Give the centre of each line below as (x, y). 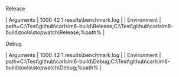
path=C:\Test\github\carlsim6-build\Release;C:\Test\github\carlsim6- (89, 26)
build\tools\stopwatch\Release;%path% (53, 32)
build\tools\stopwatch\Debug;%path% (52, 68)
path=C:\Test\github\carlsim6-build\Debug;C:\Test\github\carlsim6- (88, 61)
